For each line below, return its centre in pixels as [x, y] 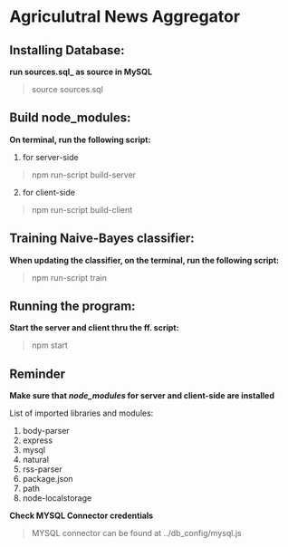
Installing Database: [67, 50]
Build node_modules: [70, 118]
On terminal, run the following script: [80, 139]
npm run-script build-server [84, 175]
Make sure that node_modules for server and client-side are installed [142, 396]
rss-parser [42, 469]
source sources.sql [67, 89]
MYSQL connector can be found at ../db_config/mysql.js [136, 533]
